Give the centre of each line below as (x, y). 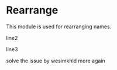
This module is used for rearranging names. (59, 26)
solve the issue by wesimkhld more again (56, 61)
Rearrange (32, 10)
